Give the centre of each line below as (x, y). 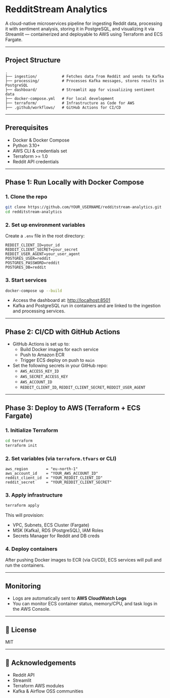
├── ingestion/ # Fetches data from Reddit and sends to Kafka (85, 76)
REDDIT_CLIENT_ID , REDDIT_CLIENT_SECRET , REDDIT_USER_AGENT (83, 387)
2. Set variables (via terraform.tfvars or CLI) (61, 459)
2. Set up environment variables (45, 225)
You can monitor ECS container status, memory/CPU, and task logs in (85, 604)
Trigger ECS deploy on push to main (57, 360)
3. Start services (26, 280)
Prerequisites (27, 128)
